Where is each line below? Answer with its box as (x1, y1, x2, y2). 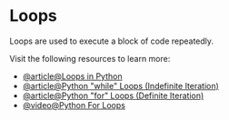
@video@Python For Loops (22, 99, 125, 110)
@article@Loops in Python (22, 70, 123, 82)
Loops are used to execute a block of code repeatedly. (9, 35, 214, 46)
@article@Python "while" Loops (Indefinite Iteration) (22, 80, 220, 91)
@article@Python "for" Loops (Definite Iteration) (22, 90, 204, 101)
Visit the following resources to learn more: (9, 53, 171, 64)
